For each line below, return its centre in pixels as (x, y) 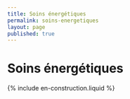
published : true (31, 34)
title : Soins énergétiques (47, 14)
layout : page (26, 27)
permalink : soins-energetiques (53, 21)
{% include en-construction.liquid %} (61, 88)
